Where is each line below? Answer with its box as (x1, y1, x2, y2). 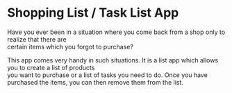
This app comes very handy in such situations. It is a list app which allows (7, 56, 219, 64)
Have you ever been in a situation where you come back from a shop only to (7, 28, 226, 36)
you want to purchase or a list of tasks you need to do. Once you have (7, 71, 208, 79)
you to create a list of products (7, 63, 95, 71)
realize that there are (7, 35, 67, 43)
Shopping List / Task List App (7, 5, 179, 21)
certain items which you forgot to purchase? (7, 42, 134, 51)
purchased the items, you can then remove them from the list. (7, 78, 184, 86)
